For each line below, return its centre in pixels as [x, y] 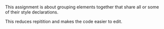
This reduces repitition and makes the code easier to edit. [64, 22]
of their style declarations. [32, 12]
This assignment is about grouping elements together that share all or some [82, 7]
